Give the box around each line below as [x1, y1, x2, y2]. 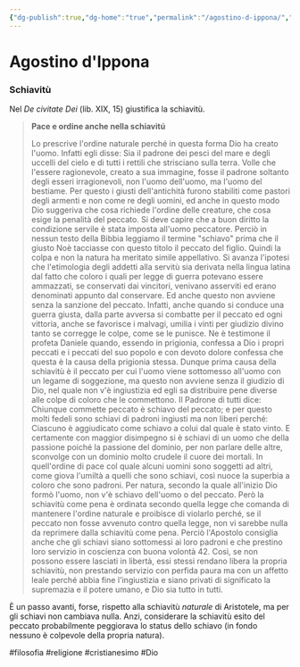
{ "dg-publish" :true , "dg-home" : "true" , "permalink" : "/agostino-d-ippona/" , [9, 13, 290, 22]
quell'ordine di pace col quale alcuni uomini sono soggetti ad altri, [30, 461, 274, 471]
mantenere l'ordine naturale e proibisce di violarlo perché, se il [30, 508, 262, 519]
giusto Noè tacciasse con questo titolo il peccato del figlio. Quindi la [30, 243, 281, 254]
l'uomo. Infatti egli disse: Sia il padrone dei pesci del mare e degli [30, 148, 271, 159]
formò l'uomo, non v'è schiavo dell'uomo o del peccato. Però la [30, 489, 264, 500]
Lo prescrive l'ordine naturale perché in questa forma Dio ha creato [30, 138, 279, 149]
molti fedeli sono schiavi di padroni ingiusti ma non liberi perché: [30, 413, 269, 424]
